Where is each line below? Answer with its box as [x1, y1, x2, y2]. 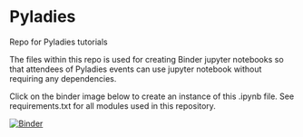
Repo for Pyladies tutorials [9, 36, 108, 47]
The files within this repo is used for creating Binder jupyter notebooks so [9, 54, 284, 64]
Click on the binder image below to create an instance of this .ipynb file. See [9, 91, 295, 102]
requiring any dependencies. [9, 73, 117, 83]
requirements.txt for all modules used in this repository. [9, 100, 216, 111]
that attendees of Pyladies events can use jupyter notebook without [9, 64, 262, 74]
